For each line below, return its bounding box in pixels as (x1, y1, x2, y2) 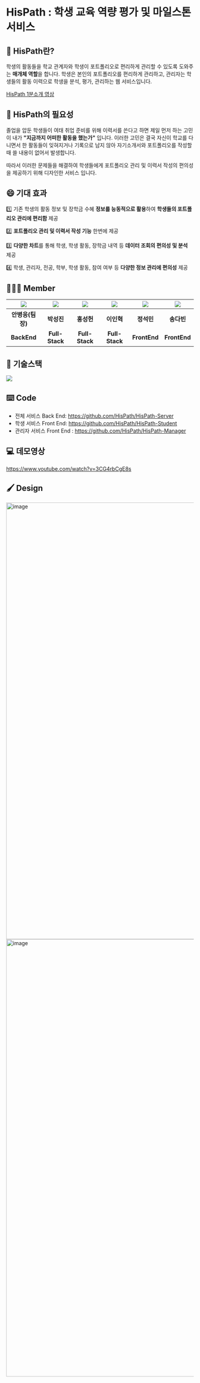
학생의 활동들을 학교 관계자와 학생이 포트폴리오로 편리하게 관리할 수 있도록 (6, 63, 178, 70)
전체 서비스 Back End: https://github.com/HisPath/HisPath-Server (14, 412, 174, 419)
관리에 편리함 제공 (17, 214, 58, 221)
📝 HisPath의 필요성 (6, 110, 74, 120)
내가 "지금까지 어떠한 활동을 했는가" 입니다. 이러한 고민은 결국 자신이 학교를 (12, 134, 187, 141)
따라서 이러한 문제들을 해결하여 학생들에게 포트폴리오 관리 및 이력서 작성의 (6, 162, 178, 169)
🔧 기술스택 (6, 359, 43, 369)
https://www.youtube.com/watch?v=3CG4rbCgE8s (6, 465, 132, 472)
